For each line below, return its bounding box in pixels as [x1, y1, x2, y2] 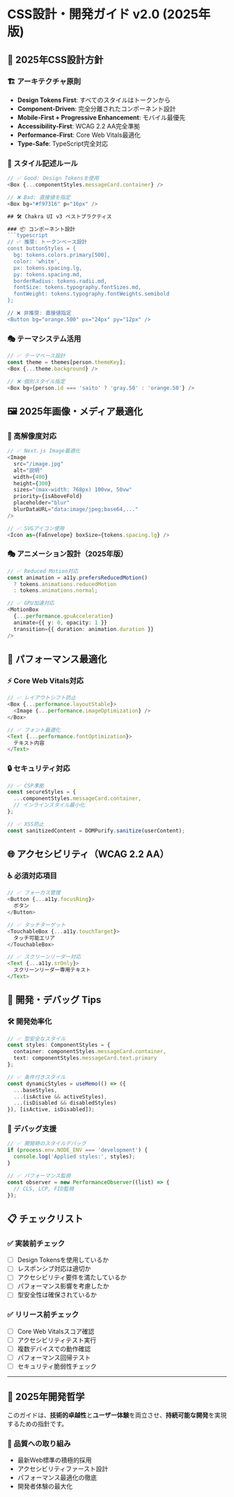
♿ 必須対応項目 [7, 871, 58, 880]
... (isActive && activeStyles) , [13, 1093, 108, 1100]
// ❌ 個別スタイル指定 [7, 378, 65, 385]
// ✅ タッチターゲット [7, 921, 66, 928]
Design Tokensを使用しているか [17, 1256, 109, 1264]
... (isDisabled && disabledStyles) [13, 1100, 117, 1107]
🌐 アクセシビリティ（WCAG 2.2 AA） [7, 849, 169, 861]
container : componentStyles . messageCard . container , [13, 1048, 167, 1055]
